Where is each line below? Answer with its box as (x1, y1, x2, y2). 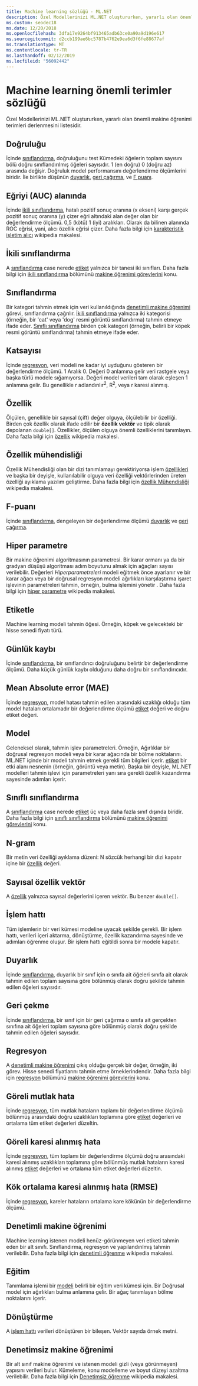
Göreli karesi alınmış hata (6, 1137, 101, 1147)
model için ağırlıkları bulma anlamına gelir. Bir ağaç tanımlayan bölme (6, 1288, 173, 1296)
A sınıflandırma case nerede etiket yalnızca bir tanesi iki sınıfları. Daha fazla (6, 264, 189, 271)
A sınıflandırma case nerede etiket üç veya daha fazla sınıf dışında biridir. (6, 808, 183, 816)
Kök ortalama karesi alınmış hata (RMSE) (6, 1182, 158, 1192)
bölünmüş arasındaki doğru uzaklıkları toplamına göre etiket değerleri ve (6, 1114, 181, 1121)
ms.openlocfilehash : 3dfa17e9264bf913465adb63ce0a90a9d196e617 (6, 31, 165, 37)
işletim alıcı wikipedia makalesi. (6, 232, 82, 239)
